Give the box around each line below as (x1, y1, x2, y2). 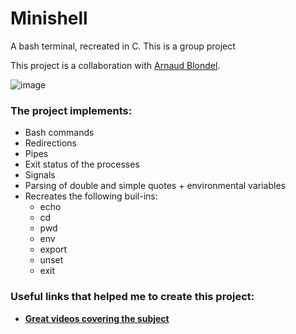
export (39, 243, 68, 256)
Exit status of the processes (24, 158, 140, 171)
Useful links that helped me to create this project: (10, 290, 255, 304)
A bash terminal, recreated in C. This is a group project (10, 40, 236, 52)
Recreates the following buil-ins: (24, 190, 158, 202)
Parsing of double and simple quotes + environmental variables (24, 180, 286, 192)
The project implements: (10, 103, 133, 117)
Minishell (10, 7, 88, 30)
